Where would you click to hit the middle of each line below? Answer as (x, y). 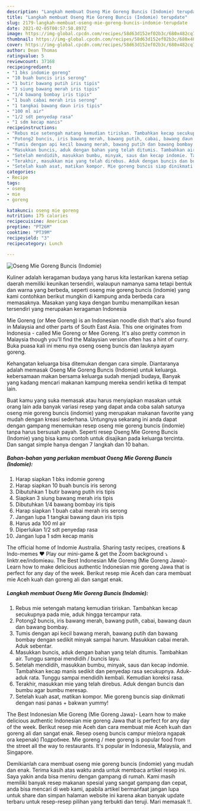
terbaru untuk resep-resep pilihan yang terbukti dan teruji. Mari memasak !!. (99, 802)
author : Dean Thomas (32, 51)
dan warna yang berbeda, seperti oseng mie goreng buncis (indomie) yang (99, 290)
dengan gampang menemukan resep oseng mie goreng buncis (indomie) (96, 425)
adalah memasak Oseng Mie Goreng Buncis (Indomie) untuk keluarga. (92, 370)
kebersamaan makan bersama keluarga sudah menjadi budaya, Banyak (93, 376)
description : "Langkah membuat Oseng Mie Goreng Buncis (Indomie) (91, 12)
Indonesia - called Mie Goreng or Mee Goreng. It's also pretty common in (96, 333)
